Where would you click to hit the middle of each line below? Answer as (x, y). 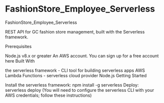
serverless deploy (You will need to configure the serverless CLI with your (80, 90)
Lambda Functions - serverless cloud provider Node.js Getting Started (76, 75)
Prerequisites (18, 46)
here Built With (20, 61)
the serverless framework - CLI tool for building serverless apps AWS (75, 70)
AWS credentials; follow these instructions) (48, 95)
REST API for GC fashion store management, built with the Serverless (75, 32)
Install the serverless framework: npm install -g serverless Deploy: (72, 85)
